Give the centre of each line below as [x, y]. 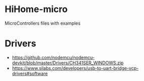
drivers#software [30, 73]
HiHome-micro [36, 9]
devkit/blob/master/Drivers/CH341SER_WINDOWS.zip [68, 63]
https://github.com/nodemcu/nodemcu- [53, 57]
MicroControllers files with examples [43, 23]
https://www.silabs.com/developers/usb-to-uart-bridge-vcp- [75, 68]
